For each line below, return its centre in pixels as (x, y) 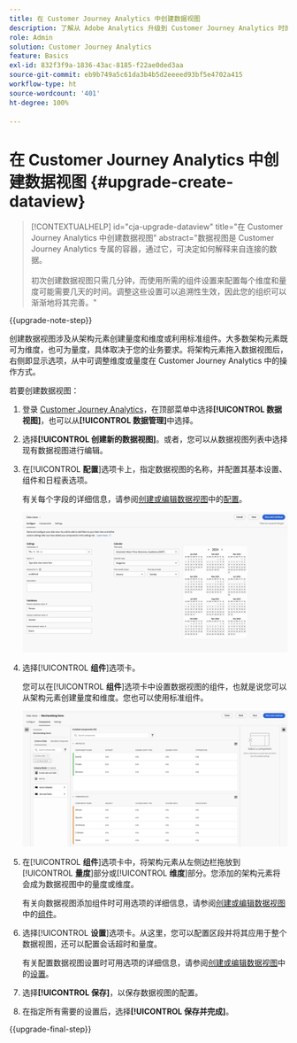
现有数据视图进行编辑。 (65, 451)
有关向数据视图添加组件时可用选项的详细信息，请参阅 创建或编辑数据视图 (153, 902)
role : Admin (31, 37)
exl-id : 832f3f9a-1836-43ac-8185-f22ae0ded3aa (96, 66)
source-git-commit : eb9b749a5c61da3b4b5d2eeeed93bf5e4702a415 (126, 75)
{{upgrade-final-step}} (50, 1029)
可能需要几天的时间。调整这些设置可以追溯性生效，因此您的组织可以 (163, 291)
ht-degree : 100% (39, 103)
